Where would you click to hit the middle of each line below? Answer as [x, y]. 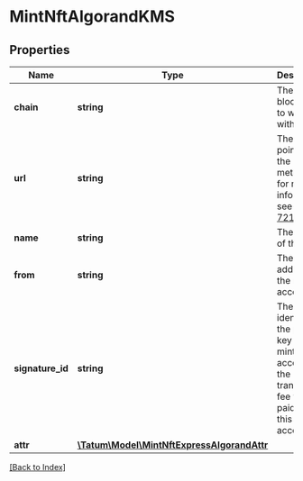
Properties [40, 50]
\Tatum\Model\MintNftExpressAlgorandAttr [173, 445]
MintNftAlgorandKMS [92, 17]
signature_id [41, 368]
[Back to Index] [37, 467]
